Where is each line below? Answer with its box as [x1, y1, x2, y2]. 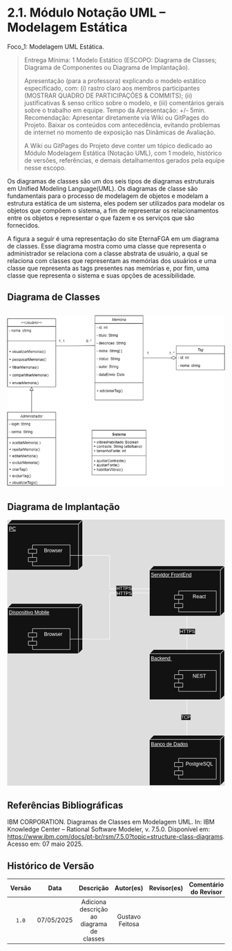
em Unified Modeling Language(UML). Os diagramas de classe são [7, 184, 198, 192]
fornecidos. [7, 221, 40, 229]
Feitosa [118, 919, 139, 928]
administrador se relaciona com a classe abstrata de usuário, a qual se [7, 249, 209, 257]
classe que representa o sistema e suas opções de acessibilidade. [7, 271, 196, 280]
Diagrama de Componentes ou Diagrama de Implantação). [23, 63, 190, 71]
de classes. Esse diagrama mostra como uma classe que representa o [7, 242, 206, 250]
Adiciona [81, 898, 107, 906]
